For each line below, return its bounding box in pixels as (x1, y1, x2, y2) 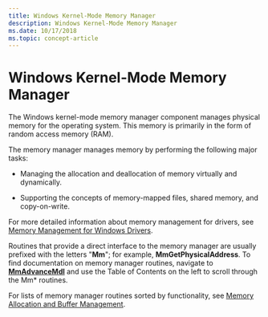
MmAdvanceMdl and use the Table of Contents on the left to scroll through (8, 266, 258, 277)
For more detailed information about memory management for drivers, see (8, 217, 254, 227)
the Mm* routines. (8, 275, 68, 285)
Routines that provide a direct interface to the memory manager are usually (8, 242, 257, 251)
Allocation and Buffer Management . (8, 299, 126, 309)
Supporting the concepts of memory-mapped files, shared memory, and (19, 193, 258, 203)
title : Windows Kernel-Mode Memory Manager (8, 11, 156, 20)
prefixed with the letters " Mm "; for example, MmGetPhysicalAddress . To (8, 250, 251, 259)
